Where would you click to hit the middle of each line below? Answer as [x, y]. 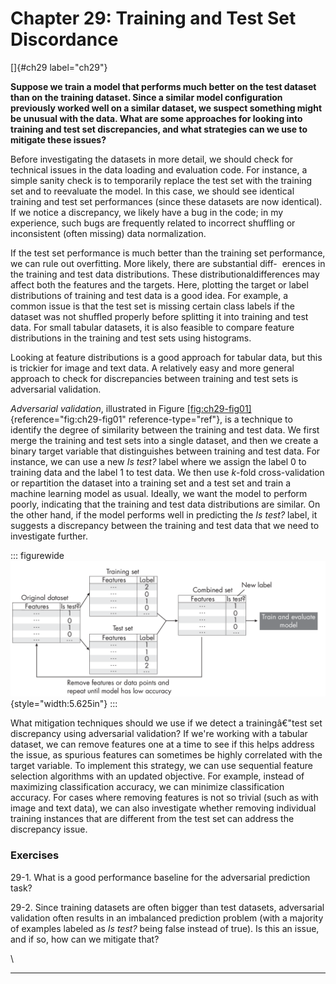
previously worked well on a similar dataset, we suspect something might [166, 108]
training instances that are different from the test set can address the [152, 819]
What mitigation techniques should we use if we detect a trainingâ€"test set [166, 723]
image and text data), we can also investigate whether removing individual [163, 808]
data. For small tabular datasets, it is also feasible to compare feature [152, 327]
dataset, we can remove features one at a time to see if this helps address [162, 744]
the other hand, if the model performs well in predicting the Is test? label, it [164, 514]
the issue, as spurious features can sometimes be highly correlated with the [166, 755]
